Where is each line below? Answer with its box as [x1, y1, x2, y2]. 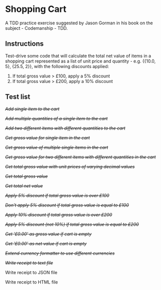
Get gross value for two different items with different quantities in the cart [5, 154, 156, 160]
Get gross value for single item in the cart [5, 135, 90, 141]
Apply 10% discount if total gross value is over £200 [5, 212, 112, 217]
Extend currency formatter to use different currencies [5, 250, 115, 256]
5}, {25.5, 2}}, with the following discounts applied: [5, 63, 109, 69]
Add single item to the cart [5, 106, 60, 112]
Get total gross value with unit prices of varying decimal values [5, 163, 135, 169]
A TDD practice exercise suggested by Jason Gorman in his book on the [5, 20, 153, 26]
